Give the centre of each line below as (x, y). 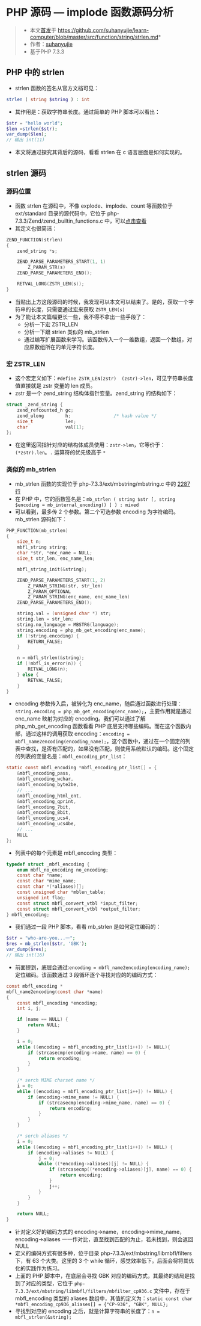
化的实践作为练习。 (39, 1268)
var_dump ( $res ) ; (26, 950)
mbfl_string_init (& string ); (52, 569)
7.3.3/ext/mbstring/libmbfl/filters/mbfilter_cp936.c (83, 1292)
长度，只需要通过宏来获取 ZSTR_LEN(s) (78, 309)
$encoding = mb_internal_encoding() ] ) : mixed (77, 505)
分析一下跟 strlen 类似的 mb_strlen (66, 332)
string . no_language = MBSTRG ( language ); (68, 624)
